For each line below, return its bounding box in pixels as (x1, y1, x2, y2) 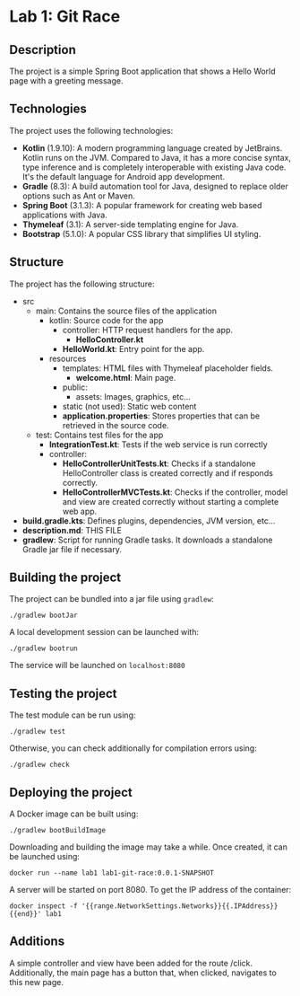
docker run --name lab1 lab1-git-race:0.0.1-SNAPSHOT (9, 868, 215, 877)
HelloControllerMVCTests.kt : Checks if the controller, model (62, 487, 288, 498)
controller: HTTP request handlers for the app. (62, 324, 234, 335)
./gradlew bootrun (9, 644, 78, 653)
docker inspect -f (9, 902, 78, 911)
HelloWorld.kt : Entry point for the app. (62, 343, 205, 354)
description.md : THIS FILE (21, 524, 123, 535)
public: (62, 382, 88, 392)
